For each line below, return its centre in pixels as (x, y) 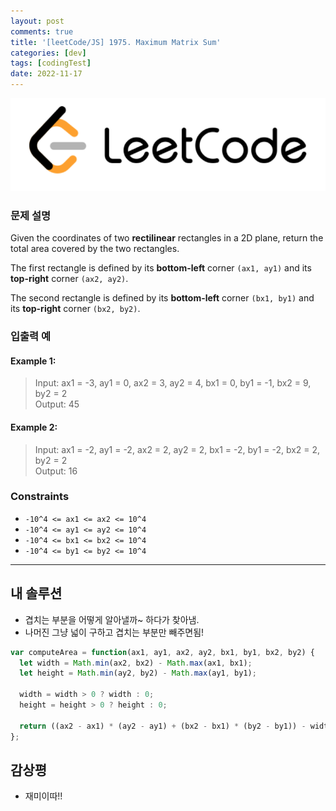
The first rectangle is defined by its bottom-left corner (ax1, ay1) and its (161, 268)
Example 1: (33, 361)
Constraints (40, 497)
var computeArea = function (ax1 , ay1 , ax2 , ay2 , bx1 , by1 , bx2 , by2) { (162, 652)
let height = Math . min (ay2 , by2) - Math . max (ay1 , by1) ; (138, 673)
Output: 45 (57, 404)
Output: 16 (56, 471)
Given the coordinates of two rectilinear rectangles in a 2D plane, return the (167, 238)
